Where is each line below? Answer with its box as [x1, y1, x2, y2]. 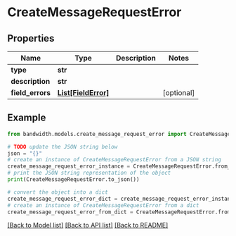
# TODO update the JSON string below [7, 143, 118, 150]
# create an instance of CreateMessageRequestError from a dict [7, 201, 199, 209]
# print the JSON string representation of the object [7, 170, 171, 177]
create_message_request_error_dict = [7, 195, 118, 202]
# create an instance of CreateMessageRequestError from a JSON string [7, 156, 221, 163]
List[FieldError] [57, 88, 110, 97]
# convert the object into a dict [7, 188, 109, 196]
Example [7, 112, 46, 124]
